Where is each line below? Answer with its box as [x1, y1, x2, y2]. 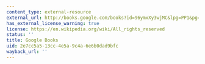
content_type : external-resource [6, 9, 92, 15]
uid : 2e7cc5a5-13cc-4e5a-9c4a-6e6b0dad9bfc [6, 43, 119, 49]
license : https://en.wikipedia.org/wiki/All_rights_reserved [6, 26, 165, 32]
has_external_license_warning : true [6, 20, 99, 26]
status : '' [6, 32, 34, 38]
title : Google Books [6, 37, 59, 43]
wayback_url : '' [6, 49, 48, 55]
